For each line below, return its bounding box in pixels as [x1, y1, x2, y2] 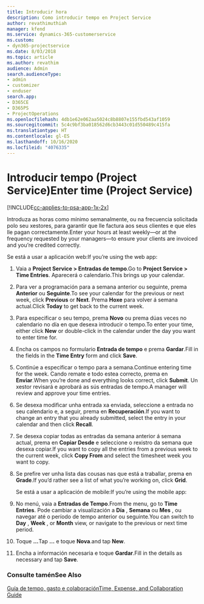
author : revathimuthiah [7, 20, 67, 26]
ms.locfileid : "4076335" [7, 144, 70, 151]
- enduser [7, 88, 32, 94]
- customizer [7, 83, 40, 89]
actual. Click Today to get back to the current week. [15, 302, 144, 310]
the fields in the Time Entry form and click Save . [15, 352, 138, 359]
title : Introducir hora [7, 9, 67, 15]
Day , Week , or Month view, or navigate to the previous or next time [15, 519, 188, 526]
